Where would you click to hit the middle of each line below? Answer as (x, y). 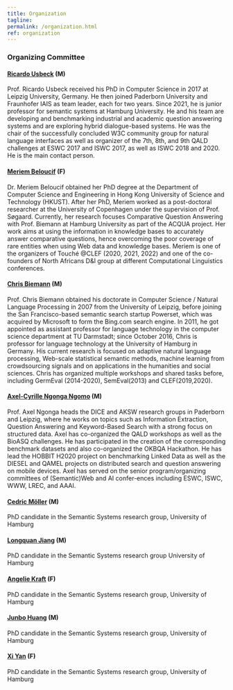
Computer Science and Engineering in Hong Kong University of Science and (116, 194)
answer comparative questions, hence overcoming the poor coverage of (110, 238)
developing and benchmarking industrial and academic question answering (114, 119)
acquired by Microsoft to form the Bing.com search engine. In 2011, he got (113, 321)
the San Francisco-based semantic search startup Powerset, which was (110, 314)
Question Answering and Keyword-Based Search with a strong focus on (110, 426)
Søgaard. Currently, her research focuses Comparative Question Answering (115, 217)
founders (20, 260)
